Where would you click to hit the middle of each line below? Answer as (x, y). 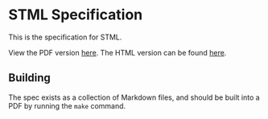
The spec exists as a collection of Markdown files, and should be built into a (134, 97)
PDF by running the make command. (67, 105)
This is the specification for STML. (65, 37)
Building (29, 78)
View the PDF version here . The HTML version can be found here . (118, 52)
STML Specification (76, 15)
